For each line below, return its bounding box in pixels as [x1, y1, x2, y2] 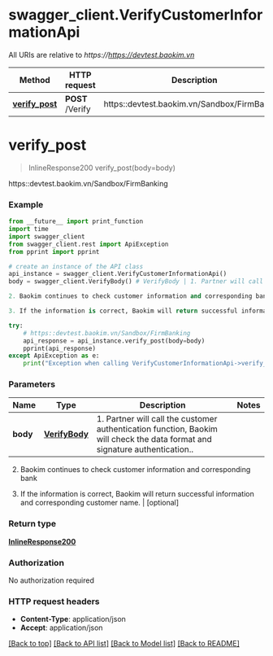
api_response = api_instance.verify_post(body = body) [23, 336, 206, 345]
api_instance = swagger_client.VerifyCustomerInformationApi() [8, 270, 227, 278]
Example [8, 199, 44, 210]
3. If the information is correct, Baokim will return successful [8, 307, 238, 315]
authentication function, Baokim [96, 423, 218, 435]
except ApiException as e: [8, 352, 100, 360]
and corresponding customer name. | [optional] [19, 498, 180, 508]
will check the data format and [96, 434, 213, 445]
